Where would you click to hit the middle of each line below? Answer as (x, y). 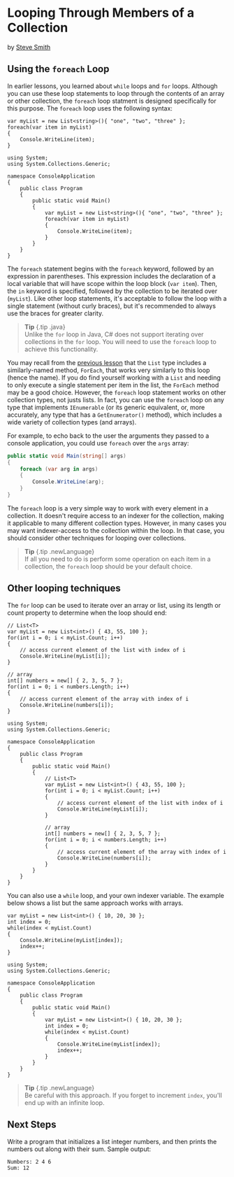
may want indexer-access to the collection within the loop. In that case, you (116, 530)
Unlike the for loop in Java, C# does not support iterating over (114, 334)
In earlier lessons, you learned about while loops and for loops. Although (112, 86)
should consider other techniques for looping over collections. (97, 538)
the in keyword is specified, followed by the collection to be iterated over (112, 291)
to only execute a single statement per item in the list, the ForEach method (113, 385)
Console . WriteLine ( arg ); (68, 482)
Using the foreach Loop (58, 69)
